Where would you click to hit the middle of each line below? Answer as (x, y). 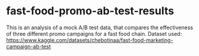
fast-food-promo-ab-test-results (90, 11)
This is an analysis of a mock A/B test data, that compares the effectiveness (99, 27)
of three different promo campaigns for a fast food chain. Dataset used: (94, 33)
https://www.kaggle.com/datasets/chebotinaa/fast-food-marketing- (90, 40)
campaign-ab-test (28, 46)
